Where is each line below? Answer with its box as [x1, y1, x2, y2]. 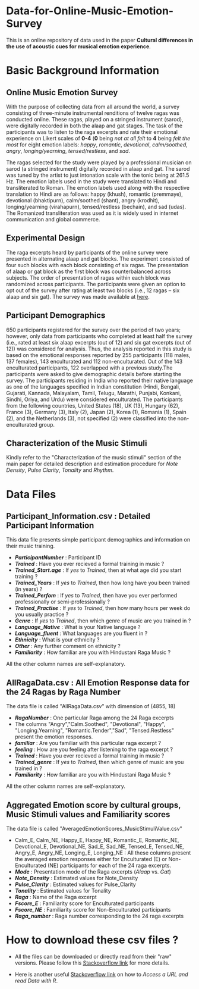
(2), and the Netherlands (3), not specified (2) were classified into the [6, 415, 176, 422]
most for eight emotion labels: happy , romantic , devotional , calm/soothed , [6, 141, 188, 148]
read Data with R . [14, 977, 58, 984]
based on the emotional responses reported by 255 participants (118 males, [6, 351, 191, 358]
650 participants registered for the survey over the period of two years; [6, 326, 181, 333]
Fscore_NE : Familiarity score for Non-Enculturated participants [14, 906, 171, 913]
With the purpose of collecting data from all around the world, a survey [6, 103, 180, 110]
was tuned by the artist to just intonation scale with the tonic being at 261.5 [6, 171, 189, 179]
